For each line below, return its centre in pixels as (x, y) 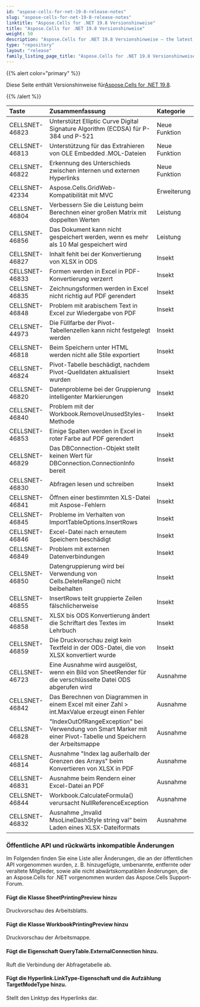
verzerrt (101, 278)
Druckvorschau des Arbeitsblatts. (47, 911)
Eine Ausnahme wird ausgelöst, (93, 665)
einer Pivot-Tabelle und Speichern (98, 736)
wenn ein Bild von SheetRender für (98, 672)
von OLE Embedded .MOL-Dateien (98, 153)
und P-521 (78, 136)
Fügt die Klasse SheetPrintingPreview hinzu (62, 897)
